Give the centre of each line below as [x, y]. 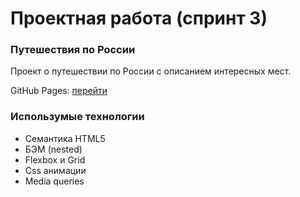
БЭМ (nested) [53, 149]
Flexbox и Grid [55, 159]
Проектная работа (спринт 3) [139, 18]
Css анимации [55, 170]
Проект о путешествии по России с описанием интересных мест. [151, 71]
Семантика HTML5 [65, 138]
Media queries [54, 181]
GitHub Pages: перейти [59, 91]
